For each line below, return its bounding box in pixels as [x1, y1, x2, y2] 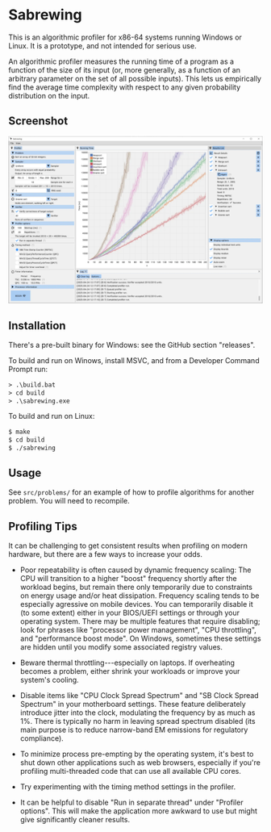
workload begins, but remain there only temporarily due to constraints [19, 582, 252, 592]
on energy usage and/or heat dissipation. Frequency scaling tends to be [19, 591, 260, 600]
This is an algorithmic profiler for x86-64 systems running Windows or [8, 32, 242, 42]
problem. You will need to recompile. [8, 496, 131, 506]
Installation [8, 319, 66, 332]
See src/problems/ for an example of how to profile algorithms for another [8, 487, 255, 497]
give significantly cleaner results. [19, 814, 131, 824]
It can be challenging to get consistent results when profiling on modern [8, 541, 248, 550]
